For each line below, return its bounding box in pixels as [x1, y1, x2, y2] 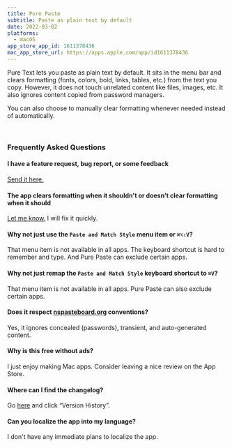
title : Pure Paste [7, 10, 61, 17]
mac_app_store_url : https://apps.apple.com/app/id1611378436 [7, 50, 189, 57]
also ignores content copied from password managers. [7, 90, 165, 98]
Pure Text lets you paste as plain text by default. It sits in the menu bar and [7, 68, 222, 77]
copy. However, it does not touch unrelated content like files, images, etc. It [7, 83, 224, 91]
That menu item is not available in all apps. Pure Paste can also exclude [7, 284, 212, 293]
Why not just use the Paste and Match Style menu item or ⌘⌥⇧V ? [7, 230, 193, 238]
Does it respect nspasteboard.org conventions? [7, 308, 148, 316]
